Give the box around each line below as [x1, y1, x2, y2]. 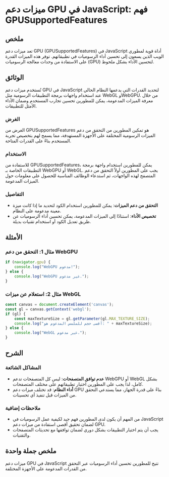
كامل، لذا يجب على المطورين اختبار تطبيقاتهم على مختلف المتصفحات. [12, 381, 144, 387]
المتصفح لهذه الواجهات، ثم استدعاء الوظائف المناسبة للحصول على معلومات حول [5, 173, 156, 179]
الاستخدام [5, 150, 27, 157]
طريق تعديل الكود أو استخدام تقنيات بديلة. [12, 218, 91, 224]
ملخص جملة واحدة [5, 447, 57, 455]
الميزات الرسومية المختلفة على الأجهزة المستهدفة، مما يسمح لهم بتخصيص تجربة [5, 133, 155, 139]
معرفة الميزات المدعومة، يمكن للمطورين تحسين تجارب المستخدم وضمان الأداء [5, 97, 153, 103]
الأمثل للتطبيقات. [5, 103, 37, 109]
